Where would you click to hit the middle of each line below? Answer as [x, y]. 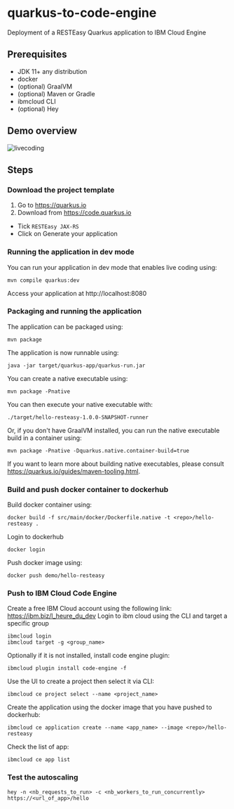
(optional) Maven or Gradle [56, 93]
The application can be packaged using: [65, 326]
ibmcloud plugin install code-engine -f [67, 668]
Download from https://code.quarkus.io [74, 213]
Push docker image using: [45, 563]
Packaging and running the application [75, 311]
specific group [28, 623]
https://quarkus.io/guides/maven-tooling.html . [74, 471]
